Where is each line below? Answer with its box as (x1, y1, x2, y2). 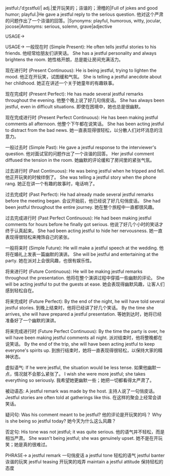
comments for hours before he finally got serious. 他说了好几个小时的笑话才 (5, 221, 163, 227)
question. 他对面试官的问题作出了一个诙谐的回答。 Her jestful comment (5, 151, 154, 157)
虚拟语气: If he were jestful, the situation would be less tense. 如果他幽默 (5, 365, 156, 371)
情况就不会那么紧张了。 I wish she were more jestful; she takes (14, 371, 146, 377)
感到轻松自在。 (5, 288, 37, 293)
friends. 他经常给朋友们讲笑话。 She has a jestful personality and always (5, 50, 157, 56)
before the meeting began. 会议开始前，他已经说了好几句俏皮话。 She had (5, 198, 161, 204)
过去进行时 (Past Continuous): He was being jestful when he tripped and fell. (5, 168, 165, 174)
